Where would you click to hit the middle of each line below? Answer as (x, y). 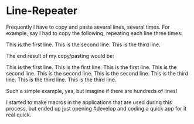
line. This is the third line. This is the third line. (61, 80)
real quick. (19, 115)
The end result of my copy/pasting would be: (60, 56)
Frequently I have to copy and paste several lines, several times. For (88, 27)
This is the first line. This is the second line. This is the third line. (84, 44)
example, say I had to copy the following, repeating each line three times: (94, 33)
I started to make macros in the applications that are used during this (89, 102)
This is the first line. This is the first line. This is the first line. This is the (91, 67)
